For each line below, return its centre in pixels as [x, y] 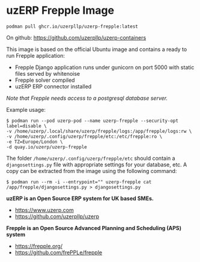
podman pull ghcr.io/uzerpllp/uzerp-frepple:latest [72, 26]
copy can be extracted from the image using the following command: [92, 171]
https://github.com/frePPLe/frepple [59, 252]
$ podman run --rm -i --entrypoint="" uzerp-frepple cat [79, 182]
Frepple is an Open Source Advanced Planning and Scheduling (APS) [94, 228]
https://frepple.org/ [39, 246]
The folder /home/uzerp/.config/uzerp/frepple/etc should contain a [91, 158]
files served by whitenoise [47, 73]
